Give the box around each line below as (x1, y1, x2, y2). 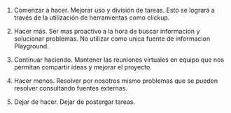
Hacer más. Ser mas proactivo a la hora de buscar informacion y (13, 27, 200, 35)
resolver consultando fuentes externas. (13, 84, 128, 92)
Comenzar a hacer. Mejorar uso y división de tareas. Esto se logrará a (13, 6, 215, 14)
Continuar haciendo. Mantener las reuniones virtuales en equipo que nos (13, 55, 225, 64)
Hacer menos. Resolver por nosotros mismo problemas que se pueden (13, 77, 218, 85)
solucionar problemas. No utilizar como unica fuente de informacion (13, 34, 211, 43)
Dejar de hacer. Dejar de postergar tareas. (13, 98, 136, 106)
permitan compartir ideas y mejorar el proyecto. (13, 63, 152, 71)
